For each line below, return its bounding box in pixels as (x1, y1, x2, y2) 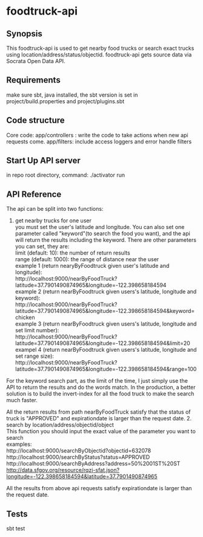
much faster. (6, 397, 38, 404)
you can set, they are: (15, 243, 70, 250)
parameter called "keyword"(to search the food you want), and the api (15, 230, 191, 238)
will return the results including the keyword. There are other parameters (15, 236, 197, 244)
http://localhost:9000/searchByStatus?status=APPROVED (6, 454, 150, 461)
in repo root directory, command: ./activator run (6, 171, 125, 179)
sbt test (6, 525, 25, 532)
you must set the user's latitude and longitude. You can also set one (15, 224, 185, 231)
